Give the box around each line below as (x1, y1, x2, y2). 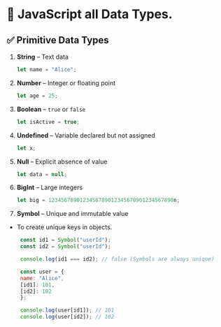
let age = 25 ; (16, 92, 58, 99)
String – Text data (16, 52, 69, 61)
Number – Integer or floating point (16, 78, 116, 87)
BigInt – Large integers (16, 183, 83, 191)
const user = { (20, 268, 64, 275)
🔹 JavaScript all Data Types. (6, 6, 173, 22)
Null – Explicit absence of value (16, 157, 108, 166)
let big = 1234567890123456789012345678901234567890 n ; (16, 197, 180, 204)
